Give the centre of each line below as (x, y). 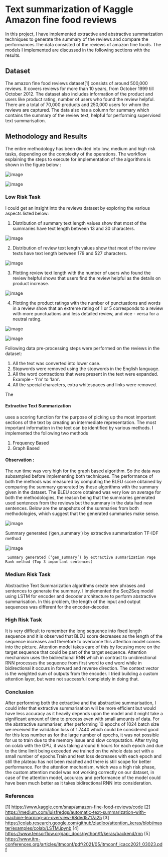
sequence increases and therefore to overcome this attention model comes (83, 641)
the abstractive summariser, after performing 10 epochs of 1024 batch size (82, 724)
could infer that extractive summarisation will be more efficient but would (81, 708)
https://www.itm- (23, 839)
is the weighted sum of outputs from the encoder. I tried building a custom (82, 673)
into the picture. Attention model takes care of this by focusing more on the (83, 647)
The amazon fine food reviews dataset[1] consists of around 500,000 (76, 83)
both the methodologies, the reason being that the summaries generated (80, 498)
